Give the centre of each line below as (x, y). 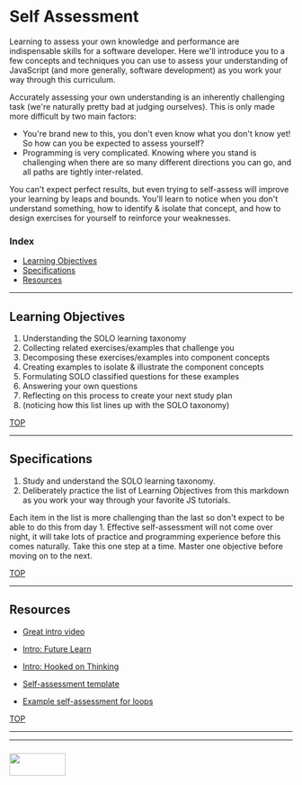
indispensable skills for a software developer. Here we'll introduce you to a (147, 50)
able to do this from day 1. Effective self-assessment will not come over (141, 527)
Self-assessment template (71, 683)
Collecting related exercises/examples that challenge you (129, 348)
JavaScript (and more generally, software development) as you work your (146, 70)
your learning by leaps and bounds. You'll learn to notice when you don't (144, 199)
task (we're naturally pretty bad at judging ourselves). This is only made (142, 106)
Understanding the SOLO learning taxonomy (104, 338)
